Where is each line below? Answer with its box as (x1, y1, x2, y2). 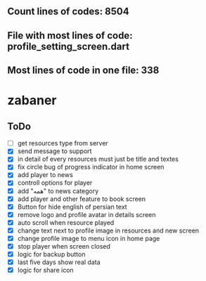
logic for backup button (17, 250, 86, 259)
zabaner (7, 93, 57, 108)
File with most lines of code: (7, 30, 133, 41)
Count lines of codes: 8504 (7, 6, 129, 18)
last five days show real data (17, 258, 101, 266)
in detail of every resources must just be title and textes (17, 155, 179, 164)
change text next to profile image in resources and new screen (17, 226, 199, 235)
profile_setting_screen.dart (7, 40, 130, 52)
